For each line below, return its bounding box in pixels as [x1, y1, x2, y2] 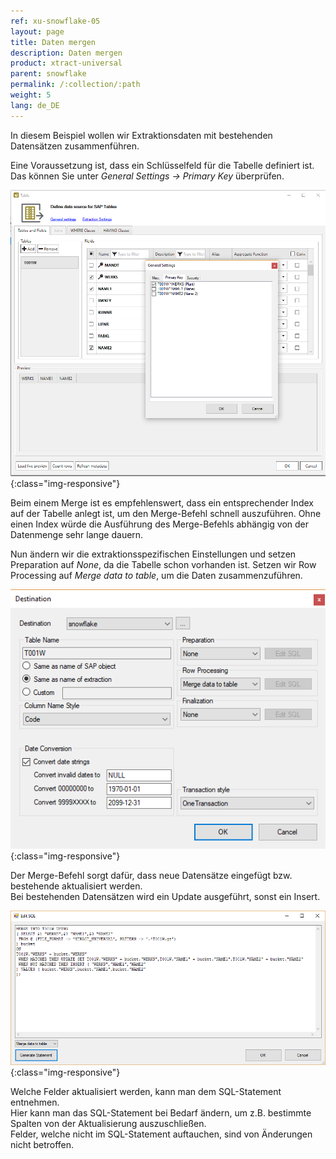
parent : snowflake [10, 69, 87, 79]
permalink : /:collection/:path [10, 80, 141, 90]
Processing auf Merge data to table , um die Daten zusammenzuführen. [10, 570, 303, 582]
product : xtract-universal [10, 58, 123, 69]
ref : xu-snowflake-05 [10, 16, 101, 26]
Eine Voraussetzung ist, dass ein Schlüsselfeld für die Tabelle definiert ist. [10, 159, 315, 171]
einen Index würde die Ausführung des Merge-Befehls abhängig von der [10, 518, 310, 530]
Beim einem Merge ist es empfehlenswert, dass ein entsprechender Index [10, 497, 314, 509]
